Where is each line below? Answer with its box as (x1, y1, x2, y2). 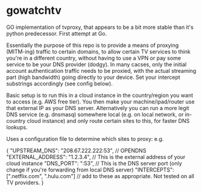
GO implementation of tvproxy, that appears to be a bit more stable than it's (6, 23, 194, 31)
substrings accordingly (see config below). (6, 79, 113, 87)
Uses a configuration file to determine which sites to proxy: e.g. (6, 135, 164, 142)
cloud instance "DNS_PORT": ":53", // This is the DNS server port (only (6, 159, 182, 167)
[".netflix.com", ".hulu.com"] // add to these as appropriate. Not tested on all (6, 172, 195, 179)
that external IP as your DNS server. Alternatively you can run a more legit (6, 104, 189, 111)
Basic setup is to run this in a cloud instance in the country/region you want (6, 91, 194, 99)
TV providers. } (6, 179, 44, 186)
